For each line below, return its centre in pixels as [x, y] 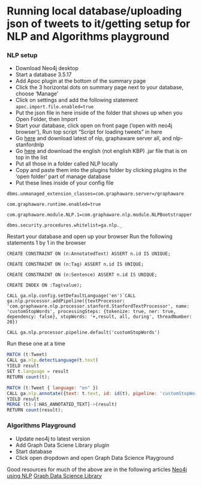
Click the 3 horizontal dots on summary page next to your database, [100, 88]
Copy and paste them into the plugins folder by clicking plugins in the [101, 170]
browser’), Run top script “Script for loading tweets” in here [89, 132]
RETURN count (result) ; [35, 410]
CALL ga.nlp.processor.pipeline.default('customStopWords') [84, 333]
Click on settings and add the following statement [77, 100]
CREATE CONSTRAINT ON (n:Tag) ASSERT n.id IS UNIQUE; [76, 264]
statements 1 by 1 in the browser [46, 243]
